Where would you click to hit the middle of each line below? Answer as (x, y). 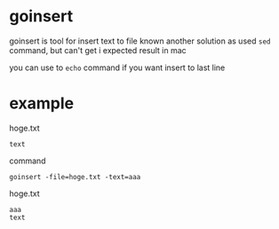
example (42, 103)
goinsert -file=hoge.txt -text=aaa (75, 177)
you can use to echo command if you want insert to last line (117, 67)
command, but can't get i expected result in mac (98, 50)
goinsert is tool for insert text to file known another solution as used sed (140, 41)
